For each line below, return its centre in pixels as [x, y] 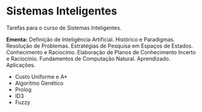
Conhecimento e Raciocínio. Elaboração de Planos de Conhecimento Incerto [101, 52]
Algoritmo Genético [39, 83]
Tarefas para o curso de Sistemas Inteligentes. [64, 28]
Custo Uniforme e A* [41, 76]
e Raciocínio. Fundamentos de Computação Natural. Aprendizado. [88, 58]
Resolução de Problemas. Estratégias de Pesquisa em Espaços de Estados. [100, 46]
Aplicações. [21, 65]
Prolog [23, 89]
